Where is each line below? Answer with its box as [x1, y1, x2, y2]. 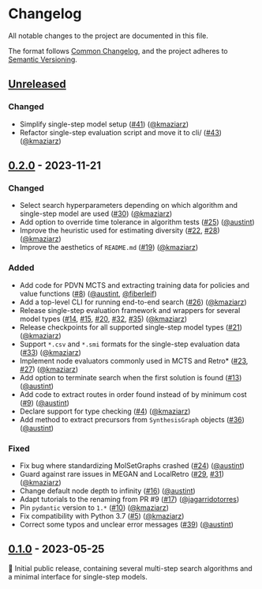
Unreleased [8, 77, 67, 91]
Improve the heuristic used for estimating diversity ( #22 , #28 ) [19, 226, 220, 236]
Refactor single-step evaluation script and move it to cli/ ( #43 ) [19, 127, 223, 137]
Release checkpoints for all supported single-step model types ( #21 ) [19, 322, 243, 332]
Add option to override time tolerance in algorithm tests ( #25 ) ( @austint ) [19, 217, 255, 227]
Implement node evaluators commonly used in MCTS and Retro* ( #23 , [19, 356, 249, 365]
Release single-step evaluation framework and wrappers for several [19, 305, 241, 315]
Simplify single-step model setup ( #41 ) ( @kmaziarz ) [19, 119, 189, 129]
